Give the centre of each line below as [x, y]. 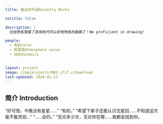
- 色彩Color [21, 45]
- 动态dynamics [24, 54]
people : [13, 41]
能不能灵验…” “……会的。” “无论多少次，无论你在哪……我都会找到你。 [74, 117]
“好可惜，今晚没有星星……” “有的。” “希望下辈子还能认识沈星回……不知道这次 [81, 111]
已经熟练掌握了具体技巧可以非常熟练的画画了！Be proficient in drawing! [77, 32]
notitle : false [21, 18]
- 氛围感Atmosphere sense [35, 50]
